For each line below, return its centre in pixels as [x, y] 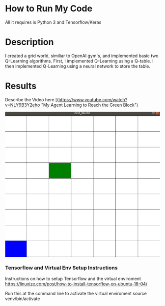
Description [29, 42]
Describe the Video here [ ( [32, 99]
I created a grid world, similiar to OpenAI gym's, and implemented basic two [82, 56]
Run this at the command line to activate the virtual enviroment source [76, 293]
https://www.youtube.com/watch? [93, 99]
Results [21, 86]
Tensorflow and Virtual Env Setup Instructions [61, 268]
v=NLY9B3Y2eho [23, 105]
